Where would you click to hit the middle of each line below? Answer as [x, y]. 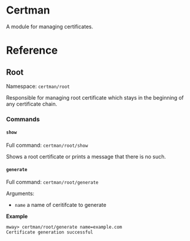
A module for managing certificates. [50, 27]
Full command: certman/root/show [47, 146]
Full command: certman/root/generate [52, 182]
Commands [23, 119]
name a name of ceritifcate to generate [61, 205]
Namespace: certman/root [38, 86]
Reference [32, 50]
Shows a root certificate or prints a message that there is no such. [86, 157]
